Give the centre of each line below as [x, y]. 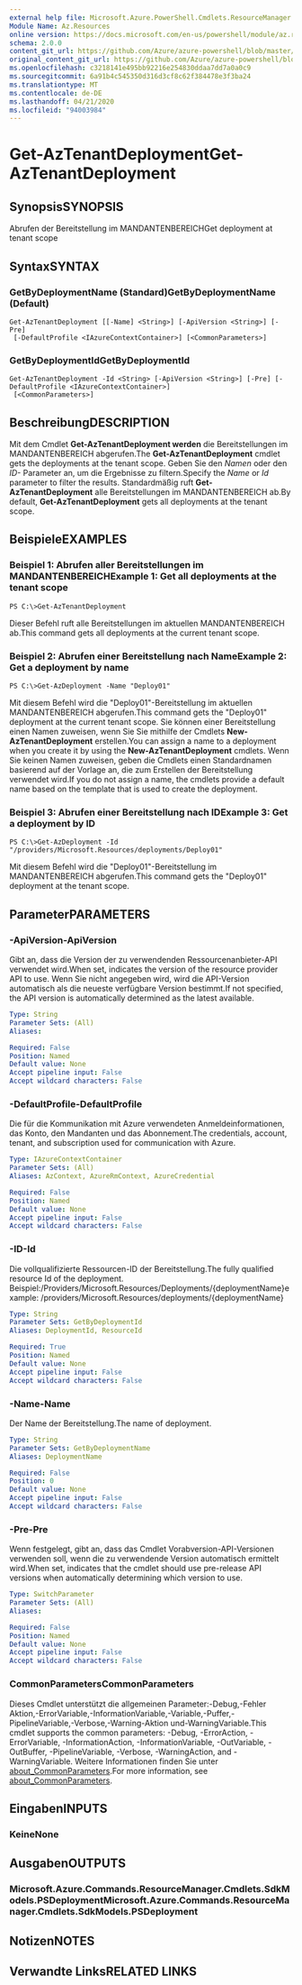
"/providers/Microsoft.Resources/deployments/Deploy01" [116, 850]
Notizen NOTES [52, 1940]
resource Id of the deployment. [67, 1278]
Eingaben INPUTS [58, 1808]
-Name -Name [40, 1404]
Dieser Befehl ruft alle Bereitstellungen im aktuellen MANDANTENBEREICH [147, 623]
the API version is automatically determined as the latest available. [132, 998]
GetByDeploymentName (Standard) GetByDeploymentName [142, 292]
